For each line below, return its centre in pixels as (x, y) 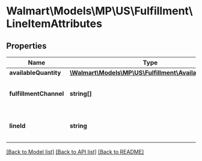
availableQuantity (35, 73)
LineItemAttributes (54, 24)
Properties (26, 46)
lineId (17, 126)
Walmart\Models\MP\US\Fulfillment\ (100, 11)
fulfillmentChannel (37, 94)
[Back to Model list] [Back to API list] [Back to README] (75, 152)
